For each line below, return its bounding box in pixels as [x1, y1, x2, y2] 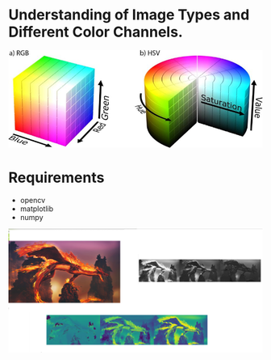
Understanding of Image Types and [8, 6, 250, 24]
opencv [19, 196, 46, 205]
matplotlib [19, 204, 54, 214]
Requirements [8, 168, 105, 187]
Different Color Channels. [8, 23, 183, 41]
